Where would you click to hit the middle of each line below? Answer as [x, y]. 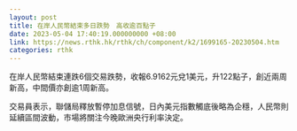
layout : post [33, 17]
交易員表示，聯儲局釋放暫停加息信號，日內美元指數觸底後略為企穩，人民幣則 [149, 106]
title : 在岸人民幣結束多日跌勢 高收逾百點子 [83, 26]
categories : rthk [41, 50]
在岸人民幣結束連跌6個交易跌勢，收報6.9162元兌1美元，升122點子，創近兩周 [148, 77]
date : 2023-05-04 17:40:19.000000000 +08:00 [93, 34]
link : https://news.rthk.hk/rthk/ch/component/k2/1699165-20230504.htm [144, 42]
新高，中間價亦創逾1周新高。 [61, 88]
